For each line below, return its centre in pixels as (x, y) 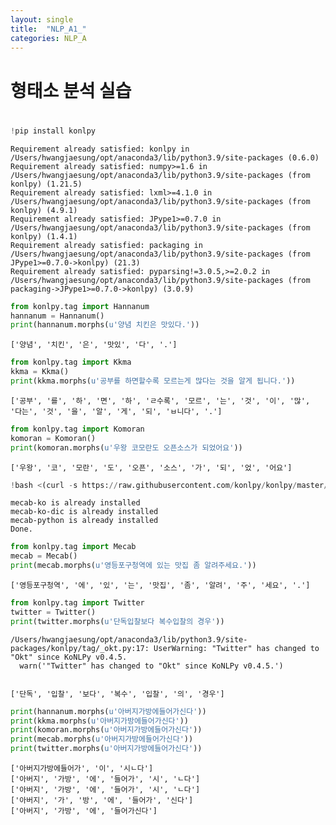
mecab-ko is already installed (75, 503)
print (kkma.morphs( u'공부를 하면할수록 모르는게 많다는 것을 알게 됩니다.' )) (153, 381)
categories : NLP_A (48, 38)
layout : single (42, 19)
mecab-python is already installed (84, 521)
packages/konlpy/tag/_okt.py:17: (80, 648)
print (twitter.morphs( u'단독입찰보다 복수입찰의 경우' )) (117, 621)
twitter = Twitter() (53, 612)
